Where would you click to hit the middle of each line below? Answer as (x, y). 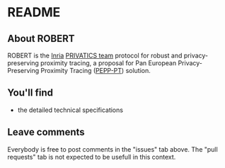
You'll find (30, 93)
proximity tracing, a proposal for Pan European (108, 63)
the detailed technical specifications (70, 110)
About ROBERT (41, 39)
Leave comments (46, 132)
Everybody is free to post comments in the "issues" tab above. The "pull (112, 149)
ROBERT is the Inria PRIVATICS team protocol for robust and (95, 55)
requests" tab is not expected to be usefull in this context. (92, 157)
